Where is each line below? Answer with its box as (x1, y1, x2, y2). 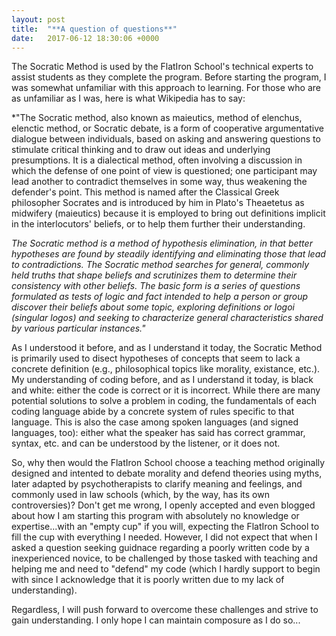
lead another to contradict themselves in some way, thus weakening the (11, 176, 308, 188)
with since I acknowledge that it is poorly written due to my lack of (11, 574, 285, 586)
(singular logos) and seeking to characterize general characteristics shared (11, 312, 324, 324)
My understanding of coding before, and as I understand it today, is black (11, 374, 314, 386)
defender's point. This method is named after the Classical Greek (11, 186, 280, 198)
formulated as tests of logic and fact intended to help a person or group (11, 291, 309, 303)
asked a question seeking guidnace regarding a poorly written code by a (11, 542, 310, 554)
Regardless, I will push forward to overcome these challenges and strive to (11, 604, 319, 616)
